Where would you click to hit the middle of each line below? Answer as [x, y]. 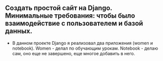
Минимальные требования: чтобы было [70, 16]
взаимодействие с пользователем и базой [74, 23]
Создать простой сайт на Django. [59, 8]
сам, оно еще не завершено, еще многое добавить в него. [74, 53]
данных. [19, 31]
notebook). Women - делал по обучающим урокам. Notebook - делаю [85, 48]
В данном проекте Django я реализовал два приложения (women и [82, 43]
